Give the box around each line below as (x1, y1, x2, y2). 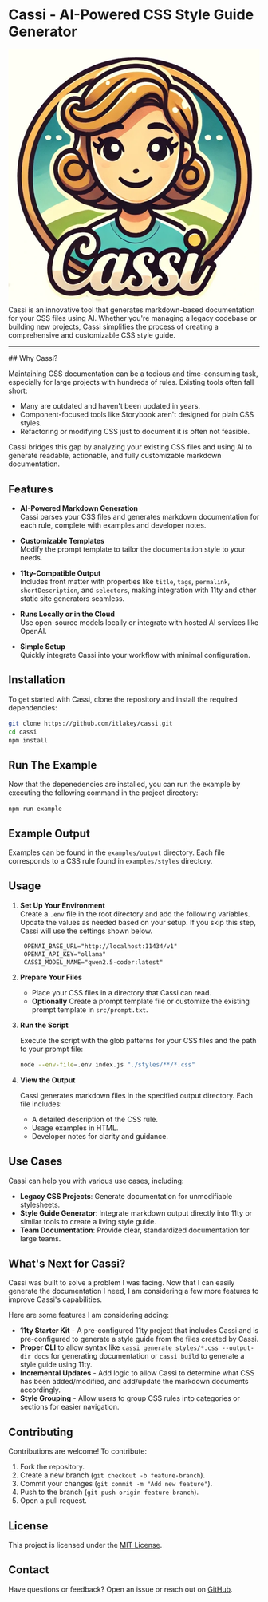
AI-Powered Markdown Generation (19, 503, 138, 512)
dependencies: (8, 702, 57, 712)
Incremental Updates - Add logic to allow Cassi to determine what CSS (19, 1368, 255, 1378)
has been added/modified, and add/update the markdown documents (19, 1377, 249, 1386)
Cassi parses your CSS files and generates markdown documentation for (19, 512, 260, 521)
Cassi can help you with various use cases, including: (8, 1176, 184, 1185)
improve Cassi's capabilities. (8, 1295, 102, 1304)
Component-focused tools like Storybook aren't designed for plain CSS (19, 409, 254, 420)
